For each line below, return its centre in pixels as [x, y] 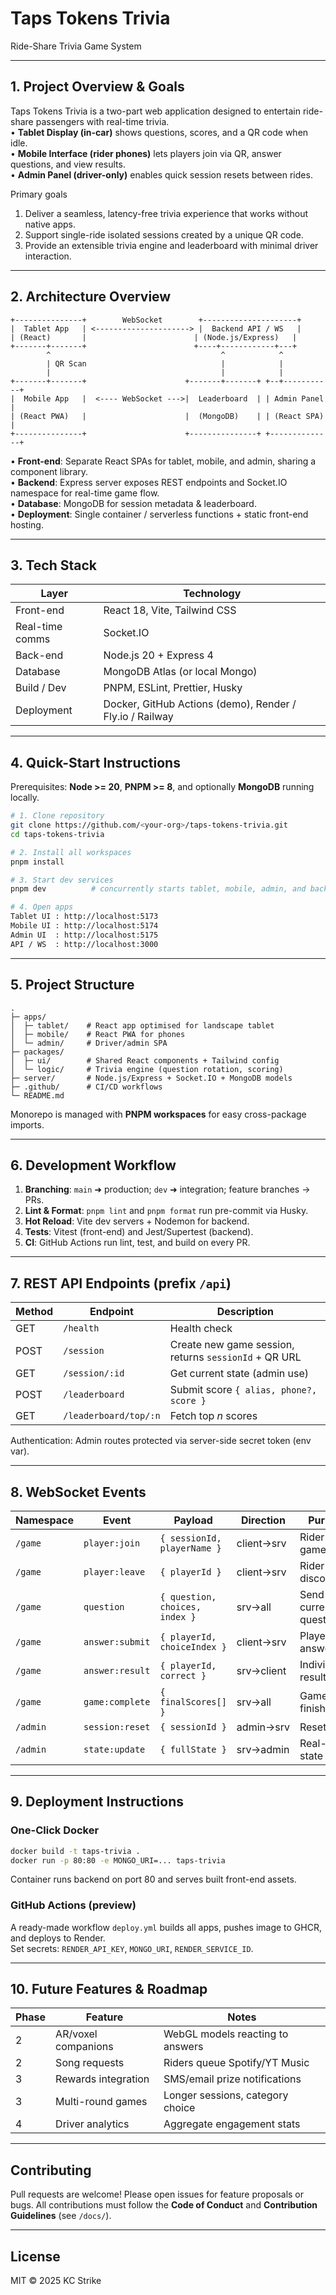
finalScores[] [193, 1701]
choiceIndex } [193, 1646]
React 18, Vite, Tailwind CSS [170, 610]
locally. [25, 798]
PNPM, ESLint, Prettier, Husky [173, 688]
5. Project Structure [72, 985]
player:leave [114, 1571]
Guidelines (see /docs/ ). [61, 2216]
